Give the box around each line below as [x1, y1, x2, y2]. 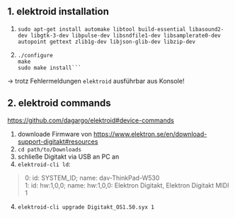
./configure [17, 52, 53, 59]
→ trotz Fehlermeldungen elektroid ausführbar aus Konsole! [7, 76, 185, 85]
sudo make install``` [17, 64, 81, 71]
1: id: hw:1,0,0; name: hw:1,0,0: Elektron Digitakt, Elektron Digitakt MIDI [24, 180, 229, 190]
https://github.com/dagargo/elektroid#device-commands [7, 116, 175, 125]
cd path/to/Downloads [17, 146, 81, 153]
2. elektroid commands [7, 97, 111, 109]
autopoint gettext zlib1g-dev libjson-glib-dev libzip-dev [17, 38, 196, 45]
